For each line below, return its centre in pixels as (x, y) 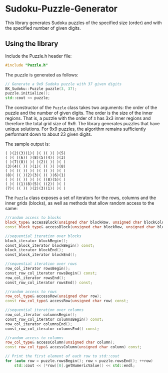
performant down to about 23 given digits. (49, 134)
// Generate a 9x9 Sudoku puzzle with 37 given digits (63, 84)
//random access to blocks (33, 218)
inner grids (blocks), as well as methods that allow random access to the (80, 203)
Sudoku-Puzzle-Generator (61, 9)
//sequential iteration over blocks (43, 236)
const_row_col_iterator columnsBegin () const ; (54, 319)
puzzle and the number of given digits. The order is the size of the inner (79, 113)
